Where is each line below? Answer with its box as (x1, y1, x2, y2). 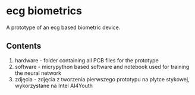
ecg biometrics (6, 4, 82, 18)
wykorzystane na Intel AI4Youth (14, 82, 93, 89)
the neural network (14, 69, 61, 77)
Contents (6, 41, 42, 51)
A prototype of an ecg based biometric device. (6, 24, 121, 31)
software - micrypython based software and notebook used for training (14, 63, 190, 70)
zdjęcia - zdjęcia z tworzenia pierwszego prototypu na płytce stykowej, (14, 75, 190, 83)
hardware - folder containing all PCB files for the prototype (14, 56, 159, 64)
